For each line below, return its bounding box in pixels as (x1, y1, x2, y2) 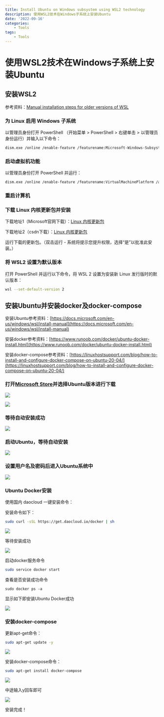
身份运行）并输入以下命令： (5, 135, 61, 142)
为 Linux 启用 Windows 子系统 (5, 117, 76, 124)
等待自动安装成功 (5, 414, 45, 421)
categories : (5, 21, 29, 26)
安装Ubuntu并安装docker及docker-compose (5, 302, 142, 310)
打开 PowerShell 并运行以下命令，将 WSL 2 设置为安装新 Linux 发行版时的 (5, 271, 153, 277)
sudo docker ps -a (5, 586, 42, 591)
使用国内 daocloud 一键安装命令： (5, 499, 74, 505)
